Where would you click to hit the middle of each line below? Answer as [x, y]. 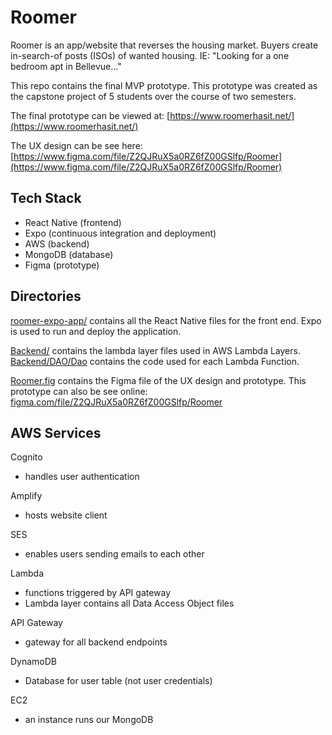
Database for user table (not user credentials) [118, 681]
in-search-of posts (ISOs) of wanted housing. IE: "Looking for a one [150, 55]
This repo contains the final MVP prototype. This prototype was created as [164, 85]
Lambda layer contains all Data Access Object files [129, 603]
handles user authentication [82, 477]
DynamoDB [34, 662]
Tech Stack [46, 198]
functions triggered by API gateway [98, 593]
